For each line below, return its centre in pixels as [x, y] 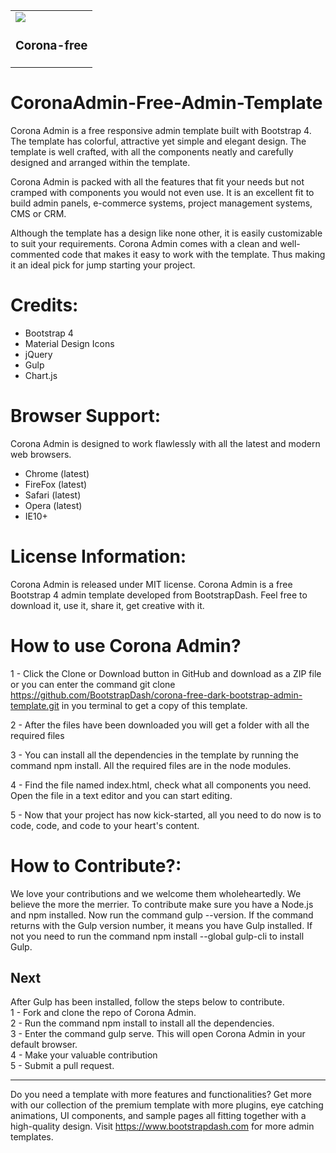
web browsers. [41, 454]
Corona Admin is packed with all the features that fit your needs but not [157, 181]
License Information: [98, 556]
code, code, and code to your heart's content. [105, 825]
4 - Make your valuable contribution [84, 1055]
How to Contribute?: [96, 865]
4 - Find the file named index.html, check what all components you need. [161, 785]
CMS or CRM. [38, 213]
